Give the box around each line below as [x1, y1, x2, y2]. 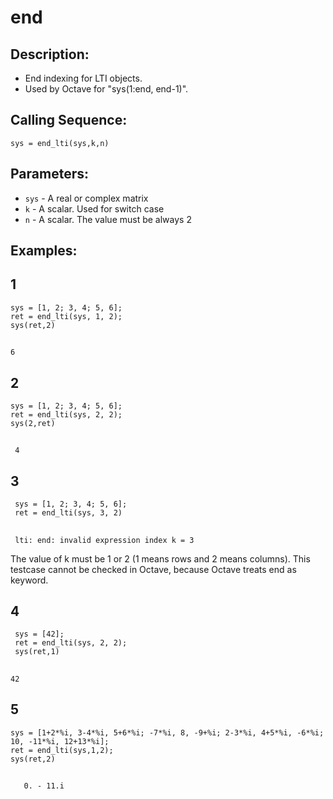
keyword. [10, 574, 49, 586]
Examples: [10, 242, 78, 260]
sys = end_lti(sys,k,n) [10, 138, 110, 148]
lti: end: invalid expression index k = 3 [14, 535, 195, 545]
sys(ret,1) [14, 647, 60, 657]
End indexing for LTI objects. [24, 72, 143, 84]
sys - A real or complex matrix [24, 192, 149, 204]
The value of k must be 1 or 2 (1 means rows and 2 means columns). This [10, 552, 311, 565]
